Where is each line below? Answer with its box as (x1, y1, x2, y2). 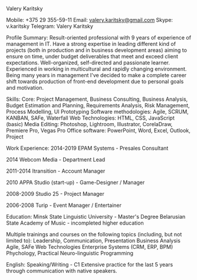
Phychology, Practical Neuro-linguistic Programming (6, 250, 134, 256)
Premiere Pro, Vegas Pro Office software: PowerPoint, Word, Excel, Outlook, (6, 127, 191, 134)
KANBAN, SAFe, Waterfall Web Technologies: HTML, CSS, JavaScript (6, 114, 175, 121)
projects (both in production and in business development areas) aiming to (6, 47, 188, 54)
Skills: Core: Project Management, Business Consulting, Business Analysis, (6, 95, 188, 103)
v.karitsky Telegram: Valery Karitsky (6, 23, 93, 29)
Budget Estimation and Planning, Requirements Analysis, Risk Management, (6, 102, 190, 108)
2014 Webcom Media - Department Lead (6, 156, 106, 163)
